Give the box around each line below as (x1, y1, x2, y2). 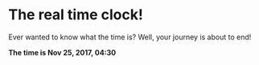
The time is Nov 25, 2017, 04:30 (8, 47, 117, 57)
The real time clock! (8, 6, 143, 24)
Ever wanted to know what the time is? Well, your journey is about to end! (8, 32, 252, 42)
